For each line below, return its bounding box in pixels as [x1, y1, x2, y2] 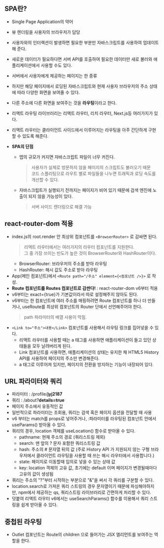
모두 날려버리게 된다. [32, 343, 72, 349]
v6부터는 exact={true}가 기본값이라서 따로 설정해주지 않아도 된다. [11, 291, 138, 297]
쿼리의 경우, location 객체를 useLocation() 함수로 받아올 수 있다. [11, 428, 136, 434]
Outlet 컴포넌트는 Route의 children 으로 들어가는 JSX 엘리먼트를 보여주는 [11, 532, 153, 538]
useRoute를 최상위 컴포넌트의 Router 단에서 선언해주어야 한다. [22, 304, 143, 309]
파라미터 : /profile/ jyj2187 [11, 391, 62, 397]
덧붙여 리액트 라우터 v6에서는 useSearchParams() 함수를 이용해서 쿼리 [11, 496, 149, 502]
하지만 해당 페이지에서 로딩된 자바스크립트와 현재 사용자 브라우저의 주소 [11, 83, 148, 89]
